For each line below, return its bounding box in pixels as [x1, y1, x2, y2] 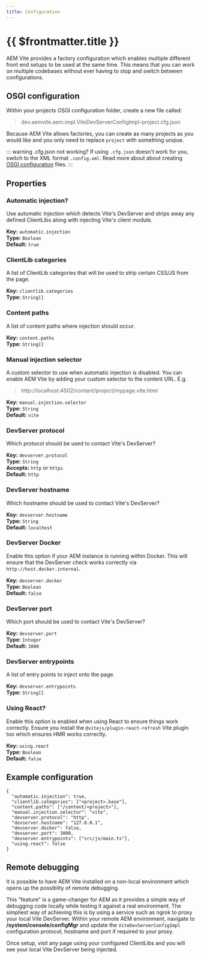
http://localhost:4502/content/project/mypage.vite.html [20, 386, 158, 394]
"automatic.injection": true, [11, 793, 87, 799]
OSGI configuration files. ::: [6, 161, 73, 168]
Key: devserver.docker [6, 577, 63, 584]
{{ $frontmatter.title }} [6, 34, 119, 48]
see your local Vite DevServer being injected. [6, 946, 118, 953]
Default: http [6, 470, 39, 478]
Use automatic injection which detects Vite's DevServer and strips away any [6, 210, 195, 217]
